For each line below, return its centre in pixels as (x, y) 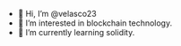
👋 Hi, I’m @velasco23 (57, 14)
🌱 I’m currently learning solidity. (76, 32)
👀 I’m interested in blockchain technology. (95, 23)
